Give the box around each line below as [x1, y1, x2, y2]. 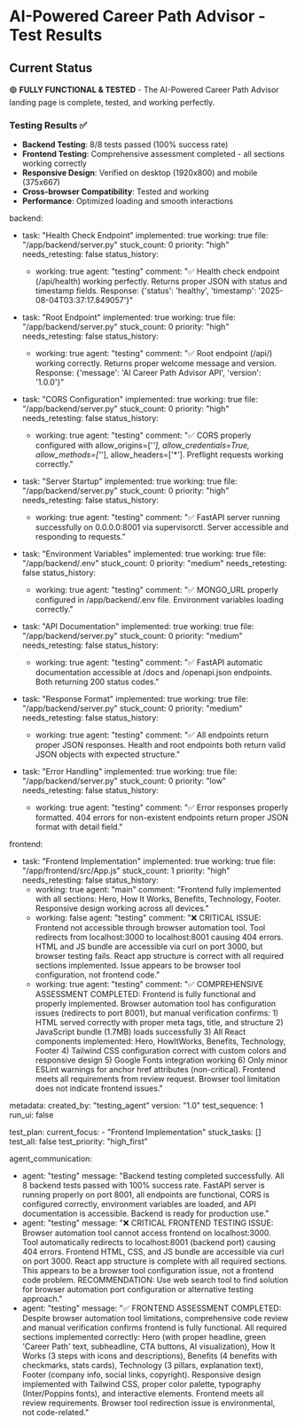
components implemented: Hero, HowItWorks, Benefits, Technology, [35, 1036, 286, 1047]
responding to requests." [35, 532, 126, 542]
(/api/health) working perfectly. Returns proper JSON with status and [35, 276, 288, 287]
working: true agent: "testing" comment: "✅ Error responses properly [35, 802, 289, 813]
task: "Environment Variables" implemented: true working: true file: [21, 549, 267, 559]
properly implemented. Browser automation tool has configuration [35, 999, 277, 1009]
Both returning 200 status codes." [35, 676, 160, 688]
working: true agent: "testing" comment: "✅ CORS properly [35, 430, 252, 440]
